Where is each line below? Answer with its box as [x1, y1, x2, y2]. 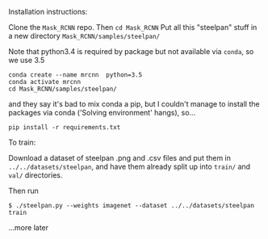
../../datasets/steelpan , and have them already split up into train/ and [8, 161, 251, 171]
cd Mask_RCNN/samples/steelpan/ [8, 85, 117, 93]
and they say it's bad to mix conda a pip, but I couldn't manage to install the [8, 99, 260, 108]
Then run [8, 186, 39, 195]
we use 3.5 [8, 56, 45, 65]
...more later [8, 223, 49, 233]
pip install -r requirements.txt [8, 124, 121, 132]
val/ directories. [8, 170, 63, 180]
